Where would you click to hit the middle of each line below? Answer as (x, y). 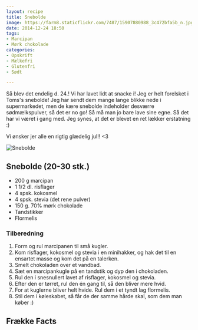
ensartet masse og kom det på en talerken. (67, 259)
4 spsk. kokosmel (36, 193)
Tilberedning (25, 233)
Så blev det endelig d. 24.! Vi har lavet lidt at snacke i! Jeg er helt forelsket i (98, 94)
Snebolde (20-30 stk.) (48, 166)
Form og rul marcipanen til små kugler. (61, 246)
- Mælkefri (19, 61)
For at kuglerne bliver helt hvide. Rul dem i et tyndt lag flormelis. (93, 290)
